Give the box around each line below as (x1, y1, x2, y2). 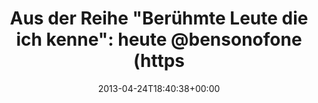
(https (132, 50, 186, 72)
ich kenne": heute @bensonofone (15, 28, 303, 51)
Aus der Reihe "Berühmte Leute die (9, 7, 309, 30)
